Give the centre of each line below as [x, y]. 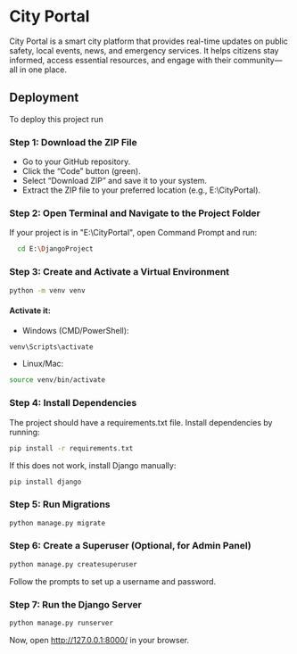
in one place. [43, 70]
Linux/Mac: [43, 364]
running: [25, 432]
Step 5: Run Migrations [60, 504]
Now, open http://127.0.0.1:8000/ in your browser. [99, 640]
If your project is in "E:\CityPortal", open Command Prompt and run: [133, 233]
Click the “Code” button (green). [81, 171]
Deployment [44, 98]
